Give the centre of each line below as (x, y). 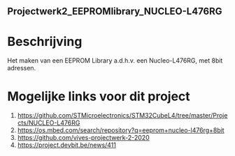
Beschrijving (45, 41)
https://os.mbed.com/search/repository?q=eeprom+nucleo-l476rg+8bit (121, 130)
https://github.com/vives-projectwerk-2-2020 (84, 138)
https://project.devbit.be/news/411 (67, 145)
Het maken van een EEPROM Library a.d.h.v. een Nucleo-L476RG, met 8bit (115, 61)
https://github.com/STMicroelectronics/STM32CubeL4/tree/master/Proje (122, 116)
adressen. (22, 68)
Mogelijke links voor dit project (99, 96)
